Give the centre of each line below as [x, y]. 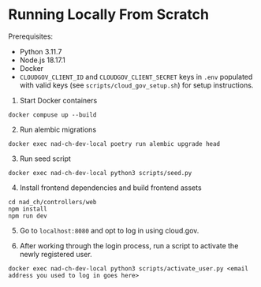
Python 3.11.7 [41, 51]
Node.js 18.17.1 [42, 60]
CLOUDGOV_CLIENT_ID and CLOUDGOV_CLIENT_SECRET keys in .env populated [136, 76]
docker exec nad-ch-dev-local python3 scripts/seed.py [100, 173]
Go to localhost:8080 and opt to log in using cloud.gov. [109, 230]
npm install [28, 209]
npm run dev [28, 216]
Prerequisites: [31, 36]
